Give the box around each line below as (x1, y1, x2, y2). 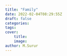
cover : (5, 30, 19, 35)
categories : (5, 20, 29, 26)
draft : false (5, 16, 32, 21)
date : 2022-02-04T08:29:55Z (5, 12, 63, 17)
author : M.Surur (5, 43, 38, 48)
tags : (5, 25, 16, 30)
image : (14, 39, 27, 44)
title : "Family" (5, 7, 38, 12)
